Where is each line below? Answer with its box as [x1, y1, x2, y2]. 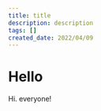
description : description [8, 19, 93, 27]
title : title [8, 11, 51, 20]
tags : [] [8, 26, 37, 34]
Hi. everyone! [8, 94, 52, 104]
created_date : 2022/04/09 [8, 33, 93, 42]
